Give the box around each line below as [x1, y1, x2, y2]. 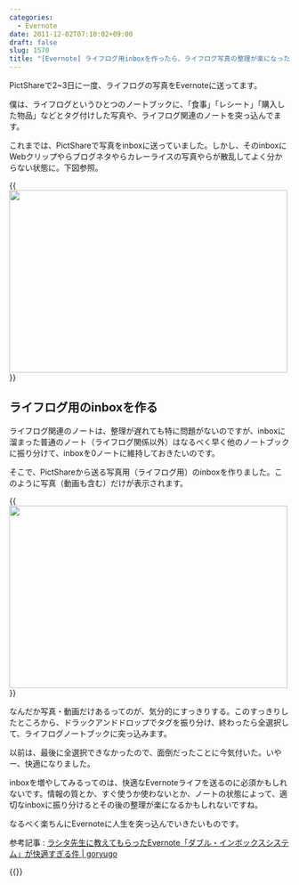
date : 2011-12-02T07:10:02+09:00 [9, 29, 133, 38]
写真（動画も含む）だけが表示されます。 [39, 477, 189, 488]
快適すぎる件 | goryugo [32, 848, 118, 859]
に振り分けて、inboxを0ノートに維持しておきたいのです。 [9, 447, 220, 459]
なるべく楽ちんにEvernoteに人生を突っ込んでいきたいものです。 [9, 818, 244, 829]
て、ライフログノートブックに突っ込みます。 [9, 727, 172, 739]
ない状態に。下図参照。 [16, 162, 103, 173]
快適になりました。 [24, 758, 95, 768]
